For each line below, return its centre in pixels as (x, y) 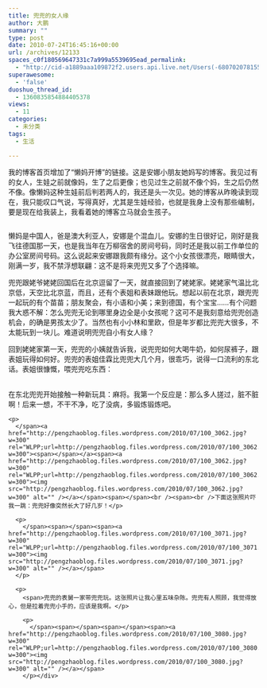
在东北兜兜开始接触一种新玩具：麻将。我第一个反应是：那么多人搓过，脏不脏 (133, 394)
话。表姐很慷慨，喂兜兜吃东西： (60, 369)
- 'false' (31, 82)
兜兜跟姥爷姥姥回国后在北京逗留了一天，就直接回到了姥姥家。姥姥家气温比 (130, 282)
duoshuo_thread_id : (41, 89)
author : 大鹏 (29, 23)
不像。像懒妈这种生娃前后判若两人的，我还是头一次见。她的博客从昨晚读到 (130, 192)
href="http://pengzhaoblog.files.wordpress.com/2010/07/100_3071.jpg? (128, 534)
